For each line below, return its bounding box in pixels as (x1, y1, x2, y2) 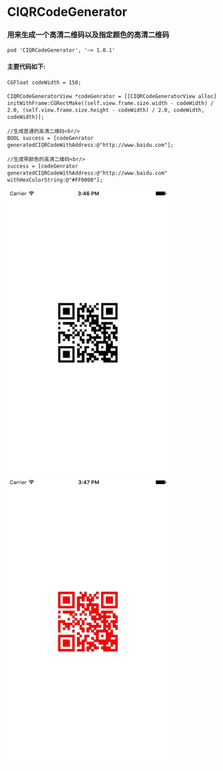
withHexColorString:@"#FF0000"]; (7, 177, 103, 183)
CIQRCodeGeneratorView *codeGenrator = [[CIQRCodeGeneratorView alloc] (7, 92, 217, 100)
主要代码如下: (7, 63, 46, 71)
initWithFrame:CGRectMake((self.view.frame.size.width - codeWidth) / (7, 99, 214, 107)
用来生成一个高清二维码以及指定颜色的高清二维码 (7, 30, 170, 40)
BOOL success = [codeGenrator (7, 134, 94, 141)
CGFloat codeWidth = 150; (7, 79, 81, 86)
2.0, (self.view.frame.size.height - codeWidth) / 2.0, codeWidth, (7, 106, 205, 114)
